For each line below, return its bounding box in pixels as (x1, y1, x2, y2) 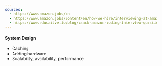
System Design (5, 35, 36, 41)
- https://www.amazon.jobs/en (9, 11, 70, 16)
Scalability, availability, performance (12, 56, 84, 62)
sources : (5, 7, 23, 12)
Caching (12, 46, 29, 52)
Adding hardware (12, 51, 47, 56)
